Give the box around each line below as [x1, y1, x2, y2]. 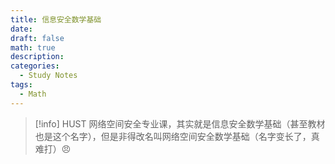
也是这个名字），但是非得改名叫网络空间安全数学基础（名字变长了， [34, 130, 312, 142]
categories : [10, 61, 60, 71]
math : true [10, 42, 56, 53]
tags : [10, 80, 33, 90]
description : [10, 52, 65, 62]
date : [10, 24, 33, 34]
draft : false [10, 33, 65, 43]
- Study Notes [19, 71, 78, 81]
